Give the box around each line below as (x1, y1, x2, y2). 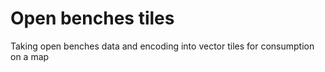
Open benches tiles (10, 7, 175, 30)
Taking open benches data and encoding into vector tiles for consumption (10, 40, 315, 52)
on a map (10, 50, 50, 62)
